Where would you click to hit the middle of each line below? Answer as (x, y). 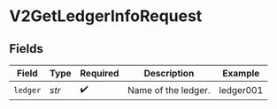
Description (169, 73)
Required (100, 73)
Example (241, 73)
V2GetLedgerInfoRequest (106, 16)
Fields (27, 49)
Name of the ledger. (169, 90)
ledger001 (241, 90)
